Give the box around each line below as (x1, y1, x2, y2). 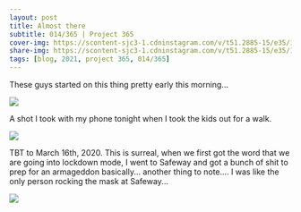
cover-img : (9, 38, 50, 47)
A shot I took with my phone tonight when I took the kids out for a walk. (9, 114, 272, 123)
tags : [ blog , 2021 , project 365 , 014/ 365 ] (9, 55, 170, 64)
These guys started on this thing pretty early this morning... (9, 80, 229, 89)
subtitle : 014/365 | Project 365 (9, 30, 134, 38)
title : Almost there (9, 21, 87, 30)
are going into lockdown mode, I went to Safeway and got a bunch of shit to (9, 157, 288, 167)
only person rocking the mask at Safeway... (9, 176, 168, 186)
